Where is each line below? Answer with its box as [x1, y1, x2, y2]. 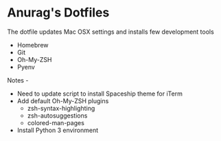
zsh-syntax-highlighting [27, 104, 95, 112]
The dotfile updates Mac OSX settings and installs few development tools [7, 28, 214, 36]
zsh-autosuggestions [27, 111, 88, 120]
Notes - [7, 76, 29, 84]
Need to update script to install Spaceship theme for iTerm [16, 89, 183, 98]
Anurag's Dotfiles [7, 5, 110, 21]
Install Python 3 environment [16, 126, 98, 134]
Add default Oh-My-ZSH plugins [16, 96, 109, 105]
